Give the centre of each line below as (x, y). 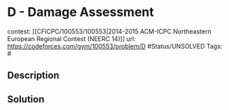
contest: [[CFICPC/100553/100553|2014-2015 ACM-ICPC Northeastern (109, 31)
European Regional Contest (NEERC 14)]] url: (72, 38)
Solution (26, 99)
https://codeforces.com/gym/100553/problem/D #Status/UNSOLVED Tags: (115, 46)
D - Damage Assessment (81, 12)
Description (33, 76)
